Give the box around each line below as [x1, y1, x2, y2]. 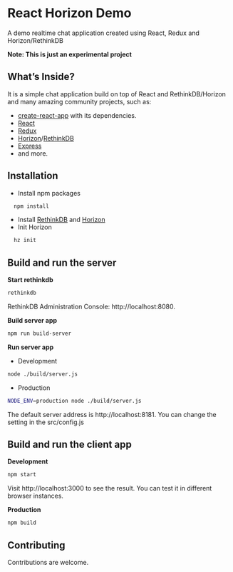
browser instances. [7, 491, 64, 501]
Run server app [7, 343, 54, 351]
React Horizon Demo [7, 5, 132, 21]
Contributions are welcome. [7, 558, 89, 566]
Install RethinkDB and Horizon [17, 216, 105, 224]
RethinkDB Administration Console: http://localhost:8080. [7, 302, 176, 311]
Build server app [7, 316, 58, 324]
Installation [7, 170, 58, 182]
